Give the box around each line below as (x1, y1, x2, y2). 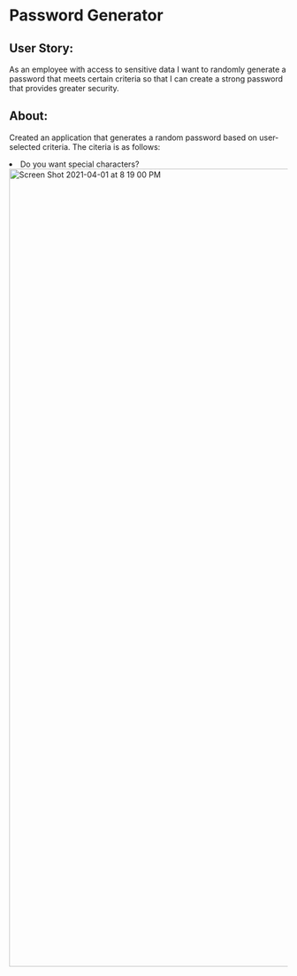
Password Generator (9, 5, 164, 26)
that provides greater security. (9, 83, 119, 93)
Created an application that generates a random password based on (9, 132, 258, 143)
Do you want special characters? (20, 159, 140, 169)
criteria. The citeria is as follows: (42, 141, 161, 152)
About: (9, 108, 49, 124)
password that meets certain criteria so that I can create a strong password (9, 74, 284, 84)
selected (9, 141, 42, 152)
